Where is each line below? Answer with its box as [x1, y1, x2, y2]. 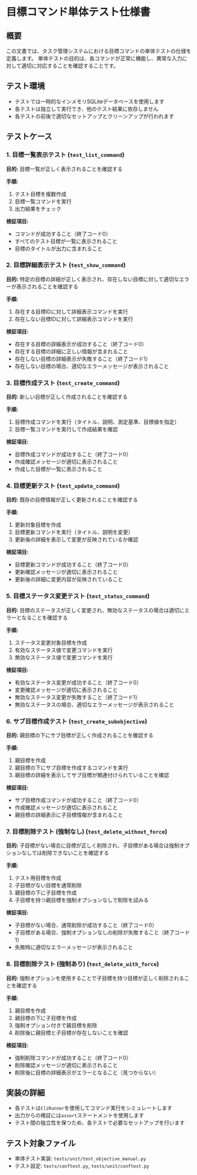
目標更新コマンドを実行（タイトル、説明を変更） [14, 529, 133, 536]
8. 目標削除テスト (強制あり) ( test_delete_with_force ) [6, 960, 159, 968]
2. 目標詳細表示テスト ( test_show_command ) [6, 261, 126, 269]
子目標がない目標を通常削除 [14, 882, 82, 889]
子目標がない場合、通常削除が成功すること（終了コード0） [14, 921, 158, 929]
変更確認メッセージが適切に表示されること [14, 686, 118, 693]
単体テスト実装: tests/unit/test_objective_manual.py [14, 1155, 146, 1162]
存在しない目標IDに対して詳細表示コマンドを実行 [14, 315, 133, 322]
